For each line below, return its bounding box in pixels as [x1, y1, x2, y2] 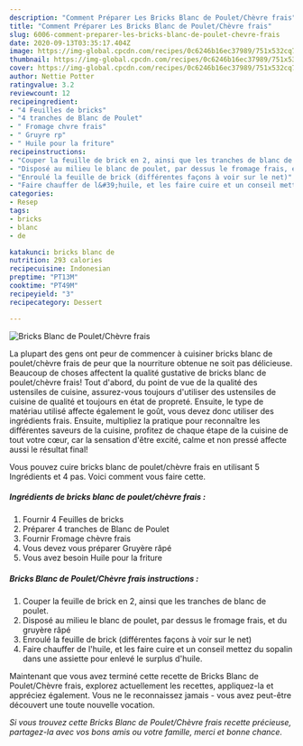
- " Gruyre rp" [9, 131, 67, 140]
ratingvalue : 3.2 [9, 80, 75, 89]
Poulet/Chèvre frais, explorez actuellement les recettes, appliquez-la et [9, 680, 274, 691]
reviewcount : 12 [9, 88, 70, 97]
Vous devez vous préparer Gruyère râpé [22, 543, 172, 554]
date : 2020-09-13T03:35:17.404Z [9, 38, 131, 48]
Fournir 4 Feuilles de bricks [22, 514, 124, 525]
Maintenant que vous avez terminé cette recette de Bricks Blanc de [9, 671, 259, 682]
